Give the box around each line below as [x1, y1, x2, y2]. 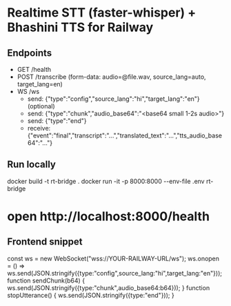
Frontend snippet [7, 236, 83, 248]
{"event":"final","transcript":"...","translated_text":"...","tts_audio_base [27, 131, 223, 140]
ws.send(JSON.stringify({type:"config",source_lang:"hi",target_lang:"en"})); [7, 269, 223, 277]
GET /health [17, 66, 52, 73]
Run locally [7, 159, 57, 171]
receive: [27, 124, 51, 132]
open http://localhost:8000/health [7, 209, 210, 224]
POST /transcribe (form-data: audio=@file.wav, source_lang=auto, [17, 73, 206, 81]
